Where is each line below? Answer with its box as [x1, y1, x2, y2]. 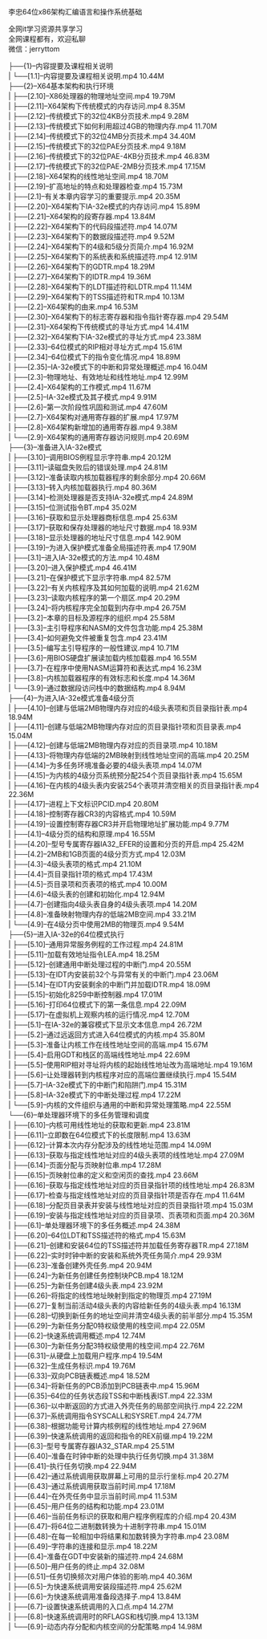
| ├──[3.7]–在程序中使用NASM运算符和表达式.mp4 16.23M [8, 663, 202, 673]
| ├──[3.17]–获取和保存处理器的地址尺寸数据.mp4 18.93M [8, 523, 198, 532]
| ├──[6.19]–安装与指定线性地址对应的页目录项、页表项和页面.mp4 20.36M [8, 1210, 255, 1220]
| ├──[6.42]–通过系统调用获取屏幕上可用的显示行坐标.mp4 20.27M [8, 1471, 229, 1481]
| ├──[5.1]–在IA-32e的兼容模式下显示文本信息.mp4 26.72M [8, 1020, 203, 1029]
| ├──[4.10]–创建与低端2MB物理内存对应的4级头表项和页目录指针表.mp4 [8, 703, 248, 713]
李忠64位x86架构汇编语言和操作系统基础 [8, 7, 143, 16]
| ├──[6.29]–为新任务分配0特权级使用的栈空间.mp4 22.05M [8, 1321, 206, 1330]
